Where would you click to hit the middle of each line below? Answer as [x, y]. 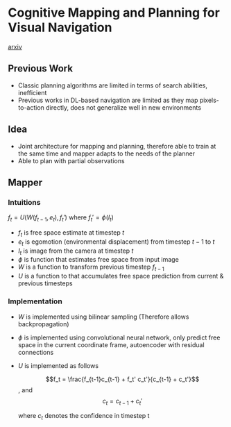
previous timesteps [45, 283]
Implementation [35, 301]
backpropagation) [43, 324]
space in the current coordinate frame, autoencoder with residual [111, 344]
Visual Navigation [60, 27]
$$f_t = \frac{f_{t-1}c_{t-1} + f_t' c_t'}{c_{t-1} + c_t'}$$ [122, 379]
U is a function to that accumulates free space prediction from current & [121, 276]
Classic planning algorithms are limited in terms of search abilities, [112, 85]
